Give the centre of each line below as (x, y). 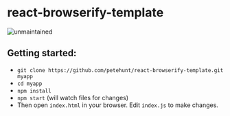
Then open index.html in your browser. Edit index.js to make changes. (117, 105)
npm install (34, 91)
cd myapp (30, 84)
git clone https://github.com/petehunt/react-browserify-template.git (120, 70)
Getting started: (42, 53)
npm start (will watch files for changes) (73, 97)
